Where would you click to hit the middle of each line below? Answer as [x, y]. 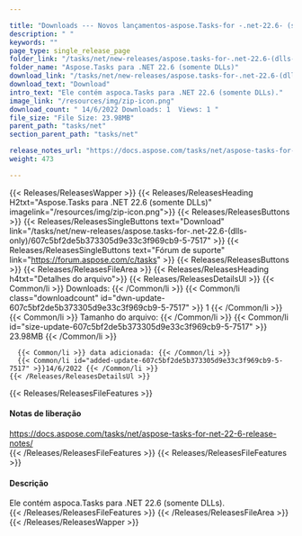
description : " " [42, 34]
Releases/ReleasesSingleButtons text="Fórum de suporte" [117, 250]
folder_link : [34, 59]
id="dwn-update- [133, 297]
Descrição [29, 483]
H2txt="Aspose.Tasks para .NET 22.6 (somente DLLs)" [111, 202]
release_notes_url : [46, 151]
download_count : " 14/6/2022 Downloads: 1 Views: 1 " [114, 109]
